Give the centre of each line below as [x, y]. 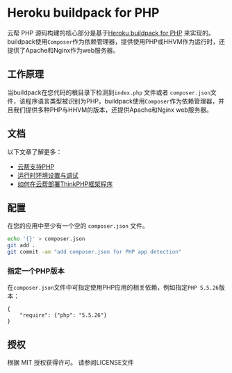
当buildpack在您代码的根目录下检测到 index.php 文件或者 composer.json [109, 92]
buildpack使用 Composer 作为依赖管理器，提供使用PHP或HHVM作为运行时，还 [116, 41]
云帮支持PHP [36, 166]
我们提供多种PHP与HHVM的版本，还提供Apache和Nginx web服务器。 [113, 110]
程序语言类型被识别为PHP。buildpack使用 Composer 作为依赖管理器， [122, 101]
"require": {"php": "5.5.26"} [64, 315]
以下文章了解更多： [35, 151]
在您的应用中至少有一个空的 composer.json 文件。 [78, 226]
